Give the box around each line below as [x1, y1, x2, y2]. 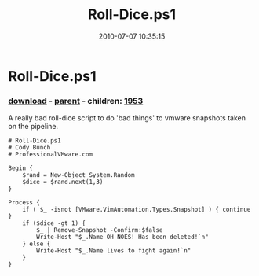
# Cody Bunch [8, 144, 51, 152]
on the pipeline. [8, 122, 59, 131]
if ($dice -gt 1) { [22, 219, 86, 227]
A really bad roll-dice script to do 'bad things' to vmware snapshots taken [8, 113, 246, 123]
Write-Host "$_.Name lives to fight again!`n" [36, 247, 192, 255]
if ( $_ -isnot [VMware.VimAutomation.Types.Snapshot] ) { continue [22, 206, 251, 214]
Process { [8, 199, 41, 207]
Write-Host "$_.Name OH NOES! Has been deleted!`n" [36, 234, 210, 241]
